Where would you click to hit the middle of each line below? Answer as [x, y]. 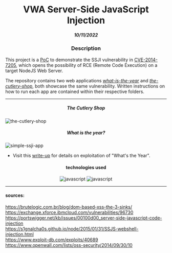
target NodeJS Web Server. [34, 70]
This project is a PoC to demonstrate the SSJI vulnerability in [69, 60]
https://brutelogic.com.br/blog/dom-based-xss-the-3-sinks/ [69, 207]
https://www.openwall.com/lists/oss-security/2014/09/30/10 [69, 245]
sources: [15, 195]
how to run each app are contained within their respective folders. [75, 92]
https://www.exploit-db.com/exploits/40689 [52, 240]
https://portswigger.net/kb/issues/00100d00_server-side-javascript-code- [84, 218]
